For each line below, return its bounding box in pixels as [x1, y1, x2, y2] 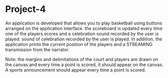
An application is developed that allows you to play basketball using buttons [5, 20, 162, 26]
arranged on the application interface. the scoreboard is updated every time [5, 25, 162, 31]
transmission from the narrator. [5, 46, 69, 52]
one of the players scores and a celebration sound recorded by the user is [5, 30, 159, 36]
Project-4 [5, 3, 46, 15]
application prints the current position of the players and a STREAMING [5, 41, 153, 47]
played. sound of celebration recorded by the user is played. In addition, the [5, 36, 162, 42]
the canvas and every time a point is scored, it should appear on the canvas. [5, 61, 163, 67]
